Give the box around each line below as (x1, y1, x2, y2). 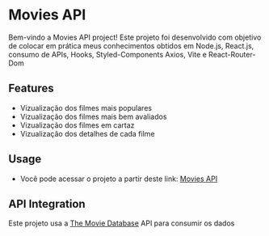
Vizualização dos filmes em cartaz (19, 120, 135, 130)
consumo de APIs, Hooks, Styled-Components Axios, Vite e (8, 49, 208, 59)
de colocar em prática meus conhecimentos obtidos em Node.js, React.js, (8, 40, 254, 50)
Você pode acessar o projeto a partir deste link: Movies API (19, 174, 218, 183)
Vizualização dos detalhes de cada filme (19, 129, 155, 138)
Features (8, 82, 54, 95)
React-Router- (208, 49, 256, 59)
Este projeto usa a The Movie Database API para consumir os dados (8, 218, 235, 228)
